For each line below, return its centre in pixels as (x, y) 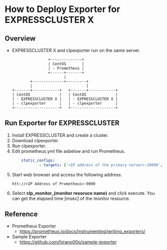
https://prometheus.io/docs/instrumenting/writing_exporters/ (82, 231)
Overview (20, 38)
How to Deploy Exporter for (63, 9)
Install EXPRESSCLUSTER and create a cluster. (60, 135)
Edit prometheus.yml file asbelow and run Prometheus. (69, 151)
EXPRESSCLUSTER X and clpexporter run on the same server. (76, 50)
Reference (21, 214)
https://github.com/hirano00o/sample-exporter (68, 242)
